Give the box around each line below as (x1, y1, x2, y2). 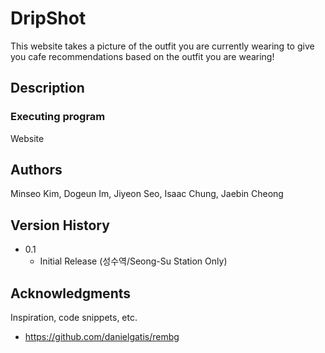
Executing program (10, 110, 106, 124)
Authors (10, 162, 63, 179)
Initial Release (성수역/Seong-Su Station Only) (39, 255, 228, 267)
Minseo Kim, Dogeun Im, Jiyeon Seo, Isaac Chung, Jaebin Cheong (10, 188, 284, 200)
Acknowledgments (10, 285, 132, 302)
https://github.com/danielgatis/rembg (24, 331, 180, 343)
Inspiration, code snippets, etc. (10, 312, 138, 324)
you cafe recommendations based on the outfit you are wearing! (10, 50, 275, 62)
